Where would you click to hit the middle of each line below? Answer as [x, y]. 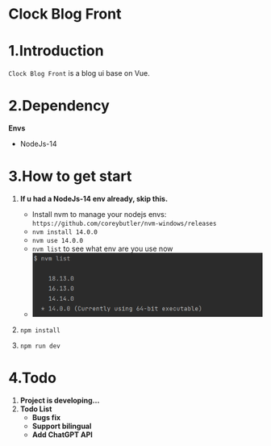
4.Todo [32, 378]
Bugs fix [46, 418]
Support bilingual [62, 426]
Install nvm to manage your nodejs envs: [99, 214]
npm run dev [40, 346]
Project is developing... [60, 401]
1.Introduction [56, 51]
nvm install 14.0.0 [65, 232]
